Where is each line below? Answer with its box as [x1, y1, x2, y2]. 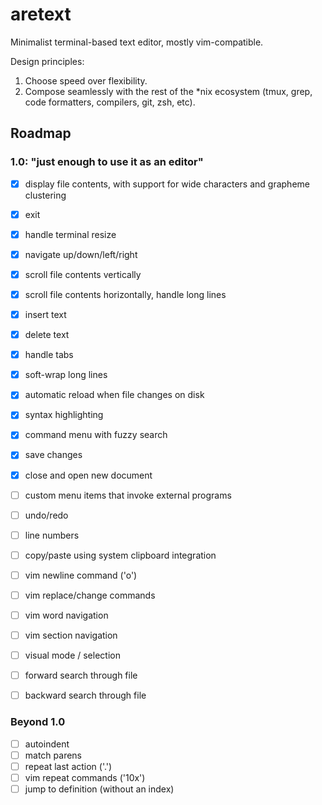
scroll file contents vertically [24, 268, 142, 280]
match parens [24, 749, 82, 761]
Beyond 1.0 [10, 715, 66, 729]
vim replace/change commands [24, 589, 156, 601]
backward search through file [24, 689, 147, 702]
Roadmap [10, 125, 72, 142]
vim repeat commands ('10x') [24, 771, 146, 783]
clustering [24, 189, 67, 201]
